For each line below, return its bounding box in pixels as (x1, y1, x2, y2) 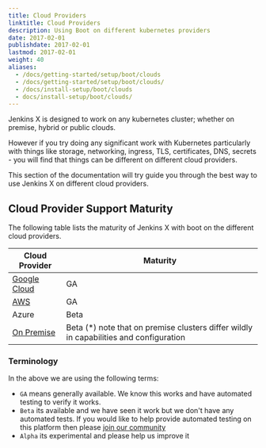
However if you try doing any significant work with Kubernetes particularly (8, 138, 251, 147)
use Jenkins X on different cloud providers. (8, 179, 149, 189)
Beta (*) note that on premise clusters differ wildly (66, 322, 253, 333)
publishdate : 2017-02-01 (8, 41, 90, 49)
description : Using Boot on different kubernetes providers (8, 26, 211, 34)
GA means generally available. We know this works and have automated (19, 389, 253, 399)
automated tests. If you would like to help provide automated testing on (19, 414, 252, 424)
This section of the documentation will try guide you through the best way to (8, 170, 257, 180)
